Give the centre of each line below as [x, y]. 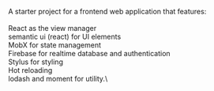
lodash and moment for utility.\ [58, 79]
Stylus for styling [36, 62]
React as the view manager [53, 28]
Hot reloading [30, 70]
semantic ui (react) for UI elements [65, 36]
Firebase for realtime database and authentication [90, 53]
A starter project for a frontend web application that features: [107, 11]
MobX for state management [54, 45]
